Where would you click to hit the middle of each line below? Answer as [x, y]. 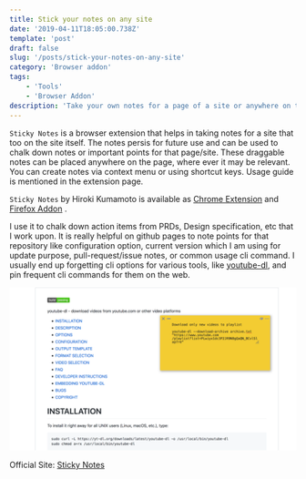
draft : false [34, 48]
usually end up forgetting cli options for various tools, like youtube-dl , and [148, 265]
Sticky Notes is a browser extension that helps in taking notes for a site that [152, 133]
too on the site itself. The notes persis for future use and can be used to [144, 142]
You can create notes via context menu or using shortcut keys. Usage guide [152, 171]
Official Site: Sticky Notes [57, 464]
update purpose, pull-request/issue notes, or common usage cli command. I [152, 255]
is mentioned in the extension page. [76, 181]
